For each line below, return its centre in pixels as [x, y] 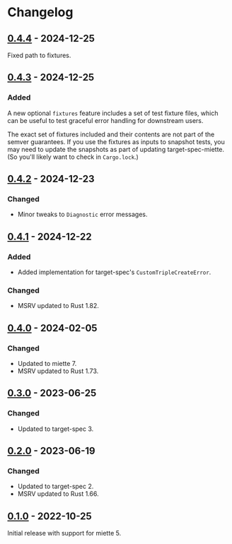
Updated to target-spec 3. [56, 429]
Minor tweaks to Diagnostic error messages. [82, 214]
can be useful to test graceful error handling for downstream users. [105, 120]
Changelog [40, 12]
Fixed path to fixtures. [39, 55]
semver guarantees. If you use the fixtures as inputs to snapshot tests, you [116, 141]
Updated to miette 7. [47, 364]
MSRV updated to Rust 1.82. [58, 306]
